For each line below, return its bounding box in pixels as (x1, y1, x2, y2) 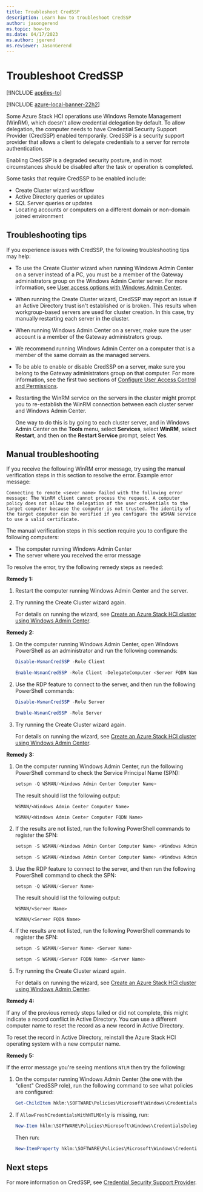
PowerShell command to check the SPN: (15, 871, 116, 879)
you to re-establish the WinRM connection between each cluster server (15, 400, 194, 407)
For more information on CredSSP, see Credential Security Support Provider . (6, 1179, 197, 1186)
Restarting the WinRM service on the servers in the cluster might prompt (15, 394, 196, 401)
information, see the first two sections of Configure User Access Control (15, 376, 196, 383)
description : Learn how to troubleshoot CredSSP (6, 15, 131, 21)
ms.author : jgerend (6, 37, 56, 43)
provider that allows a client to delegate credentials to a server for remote (6, 138, 190, 146)
